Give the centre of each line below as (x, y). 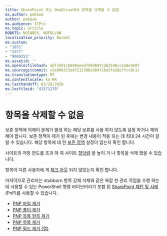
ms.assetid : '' (21, 61)
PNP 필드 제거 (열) (30, 228)
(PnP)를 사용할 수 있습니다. (32, 193)
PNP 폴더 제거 (26, 210)
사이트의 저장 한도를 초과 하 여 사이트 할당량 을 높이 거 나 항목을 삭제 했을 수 (79, 153)
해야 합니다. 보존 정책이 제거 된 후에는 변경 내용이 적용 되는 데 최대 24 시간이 (79, 136)
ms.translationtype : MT (30, 75)
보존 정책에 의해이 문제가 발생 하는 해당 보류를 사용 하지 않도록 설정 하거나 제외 (82, 130)
